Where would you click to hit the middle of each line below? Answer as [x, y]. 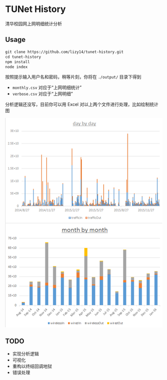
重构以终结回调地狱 [32, 366]
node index [16, 67]
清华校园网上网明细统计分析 [34, 23]
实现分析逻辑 [25, 354]
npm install [17, 62]
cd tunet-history [23, 57]
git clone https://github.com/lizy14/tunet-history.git [64, 52]
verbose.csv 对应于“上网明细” [43, 93]
